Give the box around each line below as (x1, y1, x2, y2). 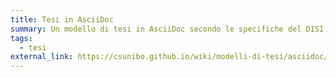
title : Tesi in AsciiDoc (10, 14, 114, 25)
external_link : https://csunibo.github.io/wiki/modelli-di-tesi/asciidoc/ (10, 52, 329, 62)
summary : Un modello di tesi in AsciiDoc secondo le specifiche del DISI (10, 24, 325, 34)
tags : (10, 33, 33, 43)
